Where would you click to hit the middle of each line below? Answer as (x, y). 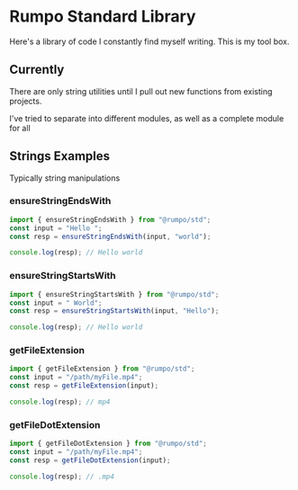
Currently (37, 70)
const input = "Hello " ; (56, 228)
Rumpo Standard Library (103, 17)
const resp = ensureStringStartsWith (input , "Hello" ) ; (114, 311)
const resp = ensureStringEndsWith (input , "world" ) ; (110, 236)
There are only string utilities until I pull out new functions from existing (141, 91)
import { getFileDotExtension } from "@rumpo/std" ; (108, 444)
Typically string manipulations (65, 178)
